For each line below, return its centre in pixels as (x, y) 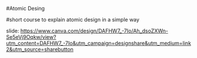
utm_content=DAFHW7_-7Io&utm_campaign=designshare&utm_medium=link (98, 43)
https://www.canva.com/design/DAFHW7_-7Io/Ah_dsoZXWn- (94, 31)
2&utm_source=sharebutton (40, 49)
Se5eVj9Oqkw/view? (31, 37)
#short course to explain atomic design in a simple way (73, 19)
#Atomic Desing (26, 8)
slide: (13, 31)
